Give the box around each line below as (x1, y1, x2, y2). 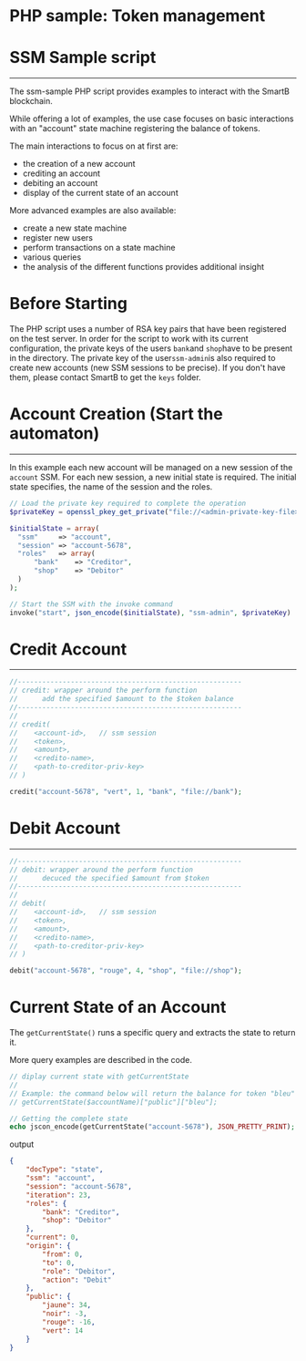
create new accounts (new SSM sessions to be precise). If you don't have (9, 362, 286, 374)
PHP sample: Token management (9, 5, 266, 26)
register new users (22, 232, 94, 243)
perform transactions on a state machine (22, 242, 176, 253)
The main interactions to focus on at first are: (9, 140, 178, 151)
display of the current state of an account (22, 188, 179, 199)
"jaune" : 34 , (42, 1301, 92, 1310)
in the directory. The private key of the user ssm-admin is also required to (9, 353, 276, 364)
